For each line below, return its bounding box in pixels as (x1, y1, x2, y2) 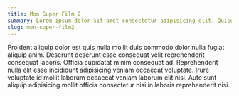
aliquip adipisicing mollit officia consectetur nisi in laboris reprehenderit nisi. (7, 81, 230, 90)
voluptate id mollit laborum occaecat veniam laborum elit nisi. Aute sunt (7, 73, 217, 82)
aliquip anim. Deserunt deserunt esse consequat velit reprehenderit (7, 50, 205, 59)
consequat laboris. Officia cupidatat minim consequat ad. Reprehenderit (7, 58, 218, 67)
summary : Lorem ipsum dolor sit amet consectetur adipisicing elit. (7, 17, 215, 24)
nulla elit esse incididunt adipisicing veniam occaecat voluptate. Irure (7, 65, 210, 75)
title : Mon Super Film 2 (7, 10, 81, 18)
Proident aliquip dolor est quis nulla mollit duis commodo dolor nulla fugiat (7, 43, 225, 52)
